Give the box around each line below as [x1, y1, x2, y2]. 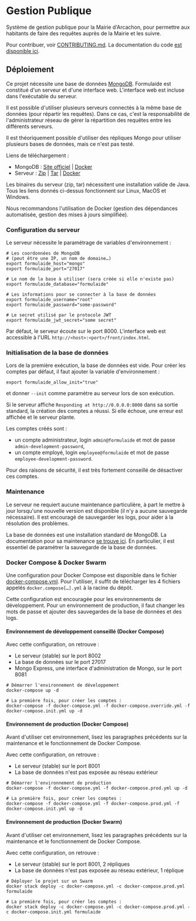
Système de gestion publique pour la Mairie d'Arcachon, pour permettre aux [6, 24, 190, 31]
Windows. [6, 193, 31, 201]
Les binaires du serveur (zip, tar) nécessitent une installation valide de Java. [6, 181, 190, 188]
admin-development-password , [14, 443, 85, 450]
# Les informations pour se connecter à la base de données [6, 292, 157, 298]
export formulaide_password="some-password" [6, 302, 117, 308]
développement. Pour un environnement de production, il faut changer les [6, 602, 185, 609]
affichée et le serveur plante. [6, 413, 76, 421]
